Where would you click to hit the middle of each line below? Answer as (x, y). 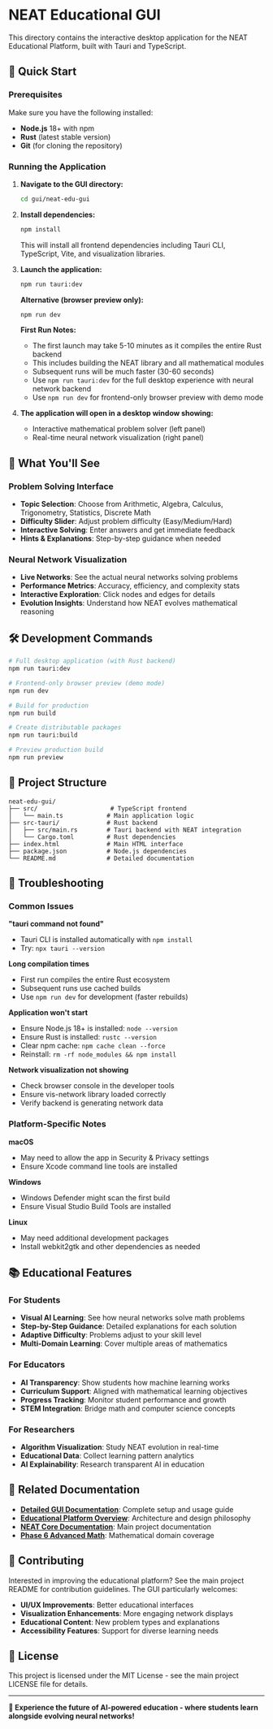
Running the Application (57, 166)
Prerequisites (35, 95)
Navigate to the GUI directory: (71, 184)
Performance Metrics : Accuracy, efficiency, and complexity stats (130, 586)
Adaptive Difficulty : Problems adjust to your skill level (110, 1335)
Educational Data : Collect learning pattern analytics (107, 1456)
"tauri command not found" (56, 924)
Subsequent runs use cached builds (80, 988)
